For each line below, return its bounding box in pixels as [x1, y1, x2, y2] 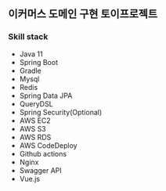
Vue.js [19, 174, 41, 183]
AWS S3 [19, 124, 47, 133]
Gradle [19, 66, 41, 75]
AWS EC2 [19, 116, 51, 125]
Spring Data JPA [19, 91, 73, 100]
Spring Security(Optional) [19, 107, 103, 117]
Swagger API [19, 165, 62, 175]
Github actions [19, 149, 67, 158]
